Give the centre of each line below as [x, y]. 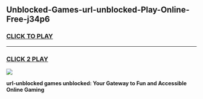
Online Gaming [25, 89]
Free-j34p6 [28, 19]
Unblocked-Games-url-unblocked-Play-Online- [98, 10]
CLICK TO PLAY [30, 37]
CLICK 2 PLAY [27, 59]
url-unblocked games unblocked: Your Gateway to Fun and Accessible [97, 83]
